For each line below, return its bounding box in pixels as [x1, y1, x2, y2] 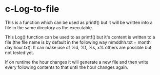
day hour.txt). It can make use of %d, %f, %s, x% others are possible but [5, 44, 152, 50]
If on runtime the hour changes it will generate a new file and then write [5, 59, 149, 65]
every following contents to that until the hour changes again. [5, 64, 128, 70]
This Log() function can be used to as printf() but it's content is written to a [5, 34, 155, 40]
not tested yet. [5, 50, 34, 56]
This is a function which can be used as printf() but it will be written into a [5, 19, 153, 25]
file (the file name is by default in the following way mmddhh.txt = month [5, 39, 151, 45]
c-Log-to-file [5, 3, 60, 15]
